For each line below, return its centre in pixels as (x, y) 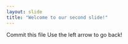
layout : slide (24, 12)
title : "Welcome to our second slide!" (57, 17)
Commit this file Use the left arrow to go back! (64, 34)
